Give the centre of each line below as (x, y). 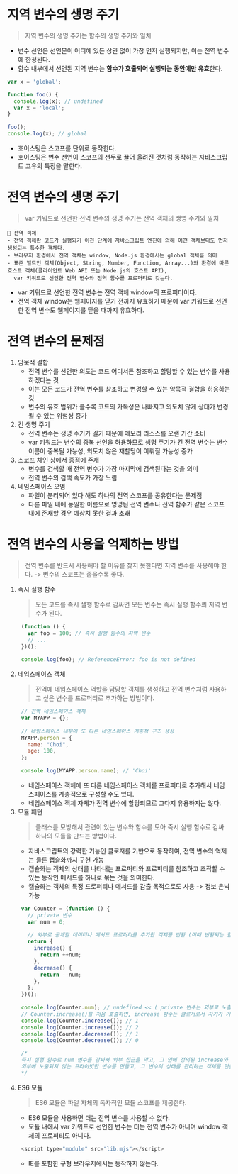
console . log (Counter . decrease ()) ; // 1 (80, 1034)
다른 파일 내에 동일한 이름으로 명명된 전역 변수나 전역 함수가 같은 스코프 (126, 504)
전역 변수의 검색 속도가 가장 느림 (73, 477)
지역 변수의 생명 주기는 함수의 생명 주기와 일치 (88, 35)
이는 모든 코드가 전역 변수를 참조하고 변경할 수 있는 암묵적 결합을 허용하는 (129, 389)
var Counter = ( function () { (66, 909)
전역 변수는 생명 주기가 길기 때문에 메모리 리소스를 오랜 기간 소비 (117, 433)
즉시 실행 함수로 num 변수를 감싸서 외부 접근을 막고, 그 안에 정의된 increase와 (125, 1060)
